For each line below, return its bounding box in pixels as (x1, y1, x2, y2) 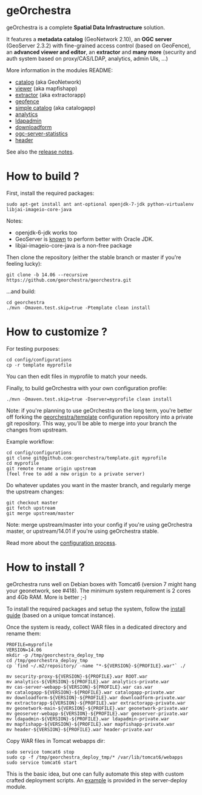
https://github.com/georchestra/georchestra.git (6, 277, 132, 283)
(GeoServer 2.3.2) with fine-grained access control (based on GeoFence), (6, 42, 191, 49)
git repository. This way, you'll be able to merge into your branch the (6, 419, 177, 427)
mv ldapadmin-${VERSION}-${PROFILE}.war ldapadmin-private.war (6, 715, 170, 722)
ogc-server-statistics (15, 130, 68, 137)
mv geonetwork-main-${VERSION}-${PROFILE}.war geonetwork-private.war (6, 705, 189, 711)
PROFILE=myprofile (6, 641, 53, 648)
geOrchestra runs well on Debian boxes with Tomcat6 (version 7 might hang (6, 580, 197, 587)
